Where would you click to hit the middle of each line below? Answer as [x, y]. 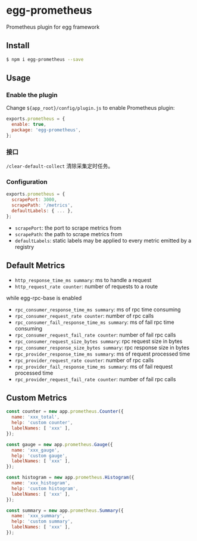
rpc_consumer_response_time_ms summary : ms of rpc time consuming [98, 309]
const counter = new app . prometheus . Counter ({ [65, 412]
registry [24, 247]
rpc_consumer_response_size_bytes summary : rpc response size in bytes [102, 347]
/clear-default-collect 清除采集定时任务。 [60, 166]
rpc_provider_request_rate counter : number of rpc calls [84, 360]
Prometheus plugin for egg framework [53, 27]
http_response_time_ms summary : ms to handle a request [83, 280]
